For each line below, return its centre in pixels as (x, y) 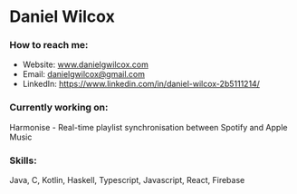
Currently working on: (59, 108)
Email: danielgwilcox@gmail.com (83, 74)
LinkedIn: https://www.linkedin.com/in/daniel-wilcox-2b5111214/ (141, 84)
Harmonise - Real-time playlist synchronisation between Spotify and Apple (148, 127)
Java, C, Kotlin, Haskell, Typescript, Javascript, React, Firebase (127, 180)
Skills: (24, 160)
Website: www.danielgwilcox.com (86, 64)
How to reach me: (49, 45)
